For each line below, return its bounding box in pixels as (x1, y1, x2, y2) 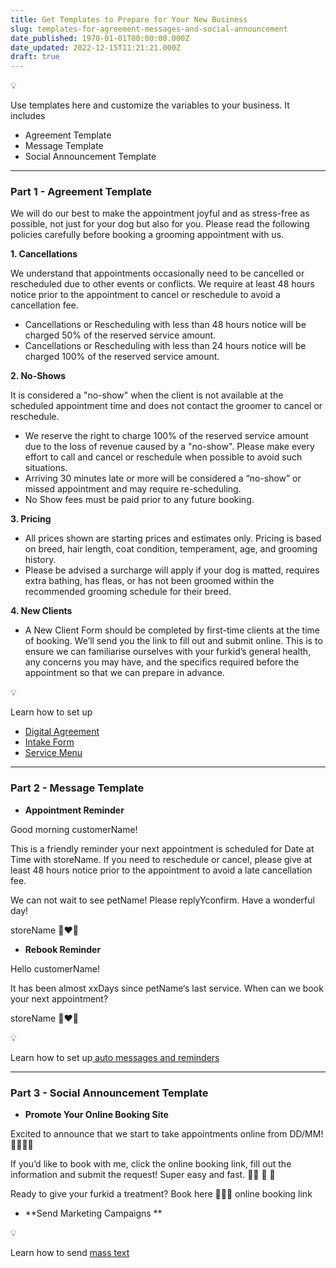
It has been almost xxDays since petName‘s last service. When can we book (10, 982, 324, 994)
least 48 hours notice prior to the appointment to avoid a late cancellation (10, 864, 313, 876)
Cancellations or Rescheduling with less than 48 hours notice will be (24, 319, 307, 331)
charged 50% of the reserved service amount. (24, 329, 217, 341)
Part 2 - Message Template (10, 781, 145, 795)
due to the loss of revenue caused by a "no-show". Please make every (24, 441, 315, 453)
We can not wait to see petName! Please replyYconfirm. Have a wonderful (10, 894, 315, 906)
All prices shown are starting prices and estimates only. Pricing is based (24, 532, 322, 545)
